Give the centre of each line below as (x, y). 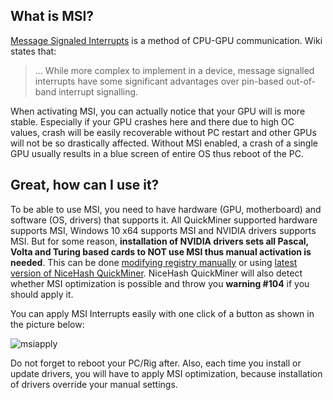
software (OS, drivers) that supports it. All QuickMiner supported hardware (164, 220)
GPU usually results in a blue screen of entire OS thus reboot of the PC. (157, 153)
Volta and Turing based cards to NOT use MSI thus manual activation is (161, 251)
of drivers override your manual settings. (94, 384)
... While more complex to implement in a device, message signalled (174, 70)
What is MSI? (52, 16)
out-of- (301, 81)
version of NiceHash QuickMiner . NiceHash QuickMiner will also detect (156, 273)
